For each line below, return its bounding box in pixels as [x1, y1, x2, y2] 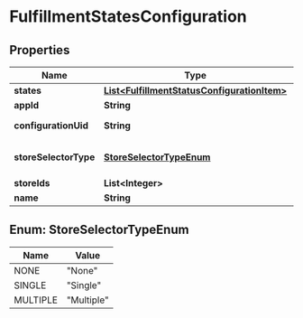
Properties [9, 42, 70, 58]
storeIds [14, 177, 50, 189]
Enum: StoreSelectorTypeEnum [9, 222, 189, 238]
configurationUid [14, 119, 88, 132]
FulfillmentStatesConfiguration [9, 6, 248, 27]
